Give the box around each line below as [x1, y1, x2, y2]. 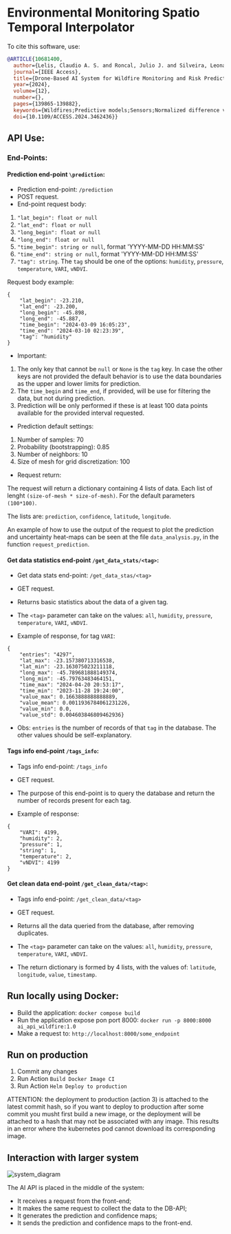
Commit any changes [16, 1067, 78, 1076]
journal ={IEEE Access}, [13, 68, 81, 75]
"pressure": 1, [19, 841, 63, 848]
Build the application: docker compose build [16, 1008, 141, 1017]
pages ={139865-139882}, [13, 101, 81, 107]
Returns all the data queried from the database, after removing [16, 921, 195, 929]
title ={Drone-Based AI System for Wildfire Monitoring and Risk [13, 74, 201, 82]
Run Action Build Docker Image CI [16, 1075, 115, 1083]
